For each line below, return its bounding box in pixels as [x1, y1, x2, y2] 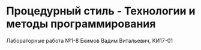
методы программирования [6, 17, 156, 31]
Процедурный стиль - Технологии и [6, 4, 196, 18]
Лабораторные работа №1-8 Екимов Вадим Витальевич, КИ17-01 [6, 37, 173, 44]
